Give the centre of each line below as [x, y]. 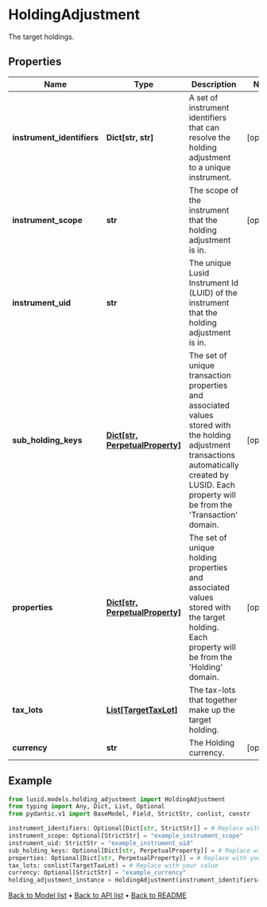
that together [213, 700]
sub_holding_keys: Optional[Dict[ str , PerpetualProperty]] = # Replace [129, 850]
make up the [212, 710]
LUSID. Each [212, 485]
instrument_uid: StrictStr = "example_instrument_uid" [101, 843]
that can [204, 127]
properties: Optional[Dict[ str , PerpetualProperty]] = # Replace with [128, 858]
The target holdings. [41, 37]
